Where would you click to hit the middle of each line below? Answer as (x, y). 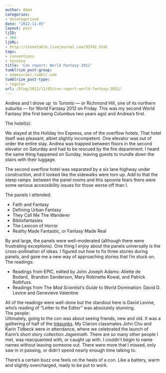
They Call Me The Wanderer (41, 215)
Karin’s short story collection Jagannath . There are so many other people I (82, 334)
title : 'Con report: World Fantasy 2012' (49, 65)
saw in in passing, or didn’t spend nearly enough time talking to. (71, 350)
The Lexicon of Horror (35, 226)
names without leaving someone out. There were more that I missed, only (81, 345)
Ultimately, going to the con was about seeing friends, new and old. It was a (83, 318)
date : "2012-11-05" (25, 24)
